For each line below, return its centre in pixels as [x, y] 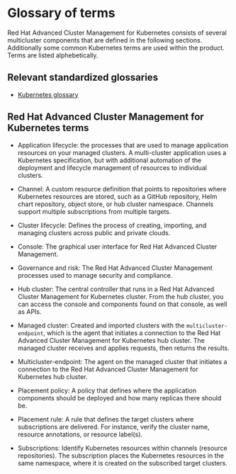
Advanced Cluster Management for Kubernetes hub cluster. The [111, 340]
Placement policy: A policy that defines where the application [107, 390]
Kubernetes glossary [48, 94]
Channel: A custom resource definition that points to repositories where [122, 188]
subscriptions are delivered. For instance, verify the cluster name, [114, 427]
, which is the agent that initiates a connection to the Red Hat [132, 333]
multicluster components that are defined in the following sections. [105, 40]
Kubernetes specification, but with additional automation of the [109, 160]
